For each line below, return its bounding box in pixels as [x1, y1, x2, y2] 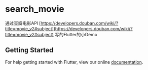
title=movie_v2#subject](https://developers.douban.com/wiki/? [5, 25, 133, 31]
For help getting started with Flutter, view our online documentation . [5, 59, 143, 65]
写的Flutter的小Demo [55, 31, 98, 37]
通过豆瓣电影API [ [5, 20, 41, 26]
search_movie [5, 3, 65, 15]
